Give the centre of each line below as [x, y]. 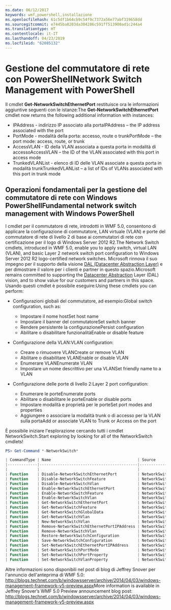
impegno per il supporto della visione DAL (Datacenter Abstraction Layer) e [84, 264]
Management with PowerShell [70, 90]
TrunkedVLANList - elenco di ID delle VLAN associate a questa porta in [87, 163]
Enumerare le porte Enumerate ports [58, 394]
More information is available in [127, 586]
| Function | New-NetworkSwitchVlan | [73, 522]
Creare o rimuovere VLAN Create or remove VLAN [72, 352]
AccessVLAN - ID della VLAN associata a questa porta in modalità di [84, 146]
